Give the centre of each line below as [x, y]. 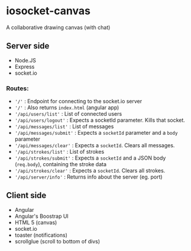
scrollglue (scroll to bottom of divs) [57, 241]
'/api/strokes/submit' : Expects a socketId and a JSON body [90, 158]
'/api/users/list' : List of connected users [68, 114]
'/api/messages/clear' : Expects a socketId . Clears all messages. [95, 145]
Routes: [17, 88]
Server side [28, 46]
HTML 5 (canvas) [36, 222]
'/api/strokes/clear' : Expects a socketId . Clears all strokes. [90, 171]
